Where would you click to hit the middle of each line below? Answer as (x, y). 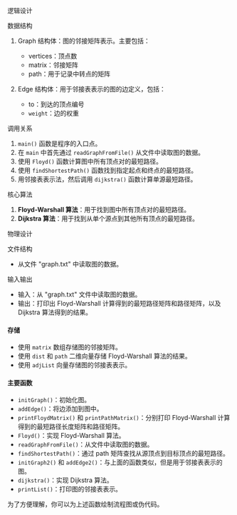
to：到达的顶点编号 (56, 104)
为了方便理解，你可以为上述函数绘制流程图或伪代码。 (85, 504)
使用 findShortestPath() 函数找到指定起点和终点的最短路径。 (107, 170)
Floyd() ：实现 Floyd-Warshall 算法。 (71, 436)
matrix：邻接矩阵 (53, 65)
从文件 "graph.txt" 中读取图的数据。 (70, 264)
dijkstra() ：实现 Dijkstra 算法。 (65, 480)
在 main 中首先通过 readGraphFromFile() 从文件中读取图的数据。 (111, 152)
